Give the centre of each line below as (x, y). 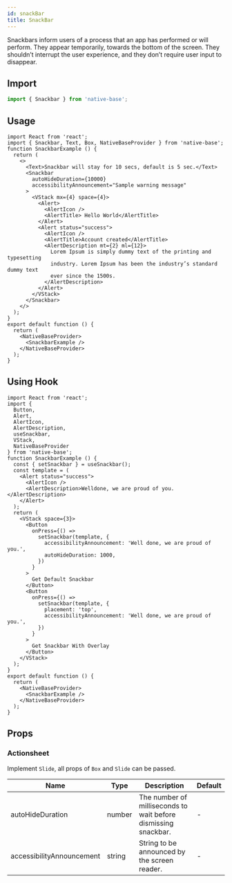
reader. (151, 868)
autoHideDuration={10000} (69, 179)
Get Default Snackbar (63, 579)
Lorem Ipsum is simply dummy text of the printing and (131, 252)
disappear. (22, 62)
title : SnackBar (30, 20)
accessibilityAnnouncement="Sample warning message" (109, 185)
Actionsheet (28, 753)
